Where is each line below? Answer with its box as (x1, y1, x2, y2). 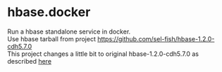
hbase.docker (7, 4, 91, 20)
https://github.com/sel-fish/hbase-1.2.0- (97, 34, 215, 43)
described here (7, 57, 51, 65)
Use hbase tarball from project (7, 34, 97, 43)
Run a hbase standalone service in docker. (7, 27, 131, 36)
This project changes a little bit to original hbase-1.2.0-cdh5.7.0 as (7, 50, 199, 58)
